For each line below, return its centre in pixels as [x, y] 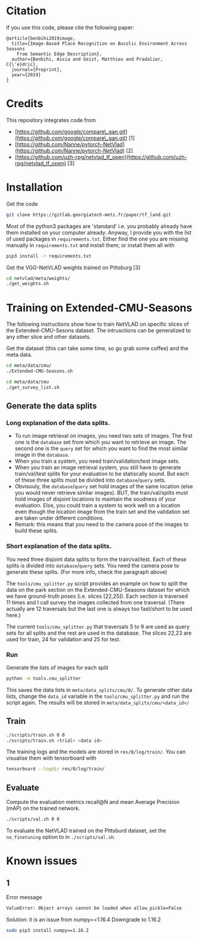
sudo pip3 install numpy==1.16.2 [48, 930]
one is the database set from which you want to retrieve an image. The [100, 442]
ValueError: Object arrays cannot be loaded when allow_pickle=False [94, 908]
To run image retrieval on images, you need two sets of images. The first [104, 436]
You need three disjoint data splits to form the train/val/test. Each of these [97, 559]
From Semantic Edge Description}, [59, 54]
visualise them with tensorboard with [51, 758]
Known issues [42, 861]
